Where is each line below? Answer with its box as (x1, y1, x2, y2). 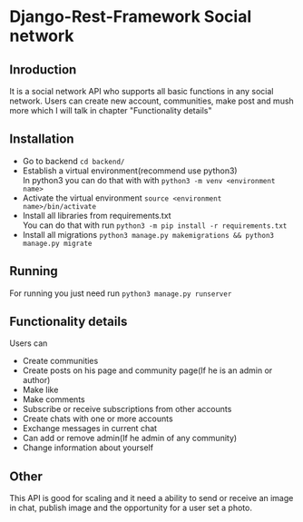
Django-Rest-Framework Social (9, 6, 252, 27)
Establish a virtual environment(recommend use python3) (22, 165, 238, 176)
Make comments (22, 394, 85, 405)
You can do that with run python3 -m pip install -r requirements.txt (22, 220, 288, 231)
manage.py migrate (22, 239, 93, 248)
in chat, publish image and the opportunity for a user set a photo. (9, 502, 252, 514)
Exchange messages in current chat (22, 423, 157, 434)
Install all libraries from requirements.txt (22, 210, 171, 221)
